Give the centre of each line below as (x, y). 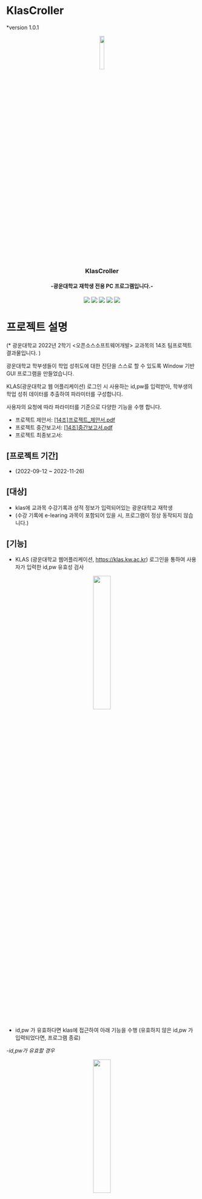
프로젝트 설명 (37, 328)
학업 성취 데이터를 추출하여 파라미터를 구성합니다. (65, 394)
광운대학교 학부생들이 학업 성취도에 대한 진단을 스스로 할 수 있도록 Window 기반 (101, 366)
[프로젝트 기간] (32, 456)
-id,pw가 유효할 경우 (31, 1051)
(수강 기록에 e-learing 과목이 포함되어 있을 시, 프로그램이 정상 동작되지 (99, 515)
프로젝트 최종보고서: (39, 435)
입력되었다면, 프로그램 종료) (48, 1038)
